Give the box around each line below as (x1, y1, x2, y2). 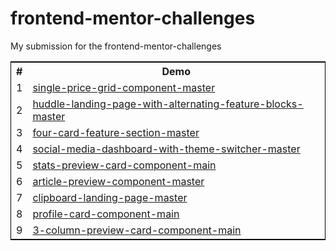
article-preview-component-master (32, 174, 205, 188)
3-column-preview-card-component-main (32, 223, 242, 237)
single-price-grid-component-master (32, 80, 216, 94)
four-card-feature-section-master (32, 125, 200, 139)
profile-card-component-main (32, 207, 180, 221)
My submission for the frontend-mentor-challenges (10, 40, 222, 52)
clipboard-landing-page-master (32, 190, 188, 204)
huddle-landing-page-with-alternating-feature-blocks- (32, 97, 304, 111)
